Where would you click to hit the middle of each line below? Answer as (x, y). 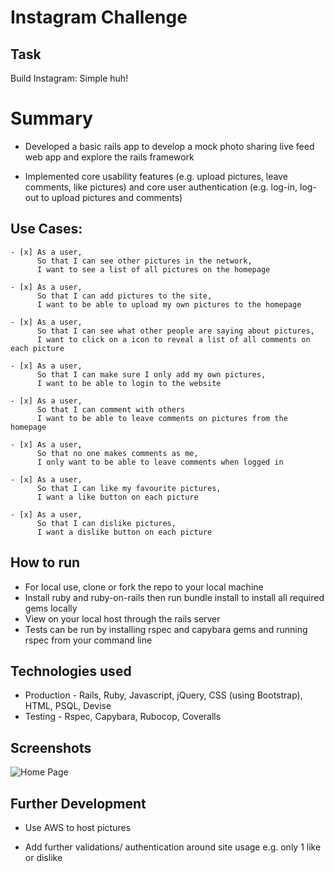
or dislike (43, 857)
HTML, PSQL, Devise (68, 706)
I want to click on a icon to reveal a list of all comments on (173, 339)
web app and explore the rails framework (109, 157)
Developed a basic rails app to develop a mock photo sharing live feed (169, 146)
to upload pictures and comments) (111, 197)
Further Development (78, 803)
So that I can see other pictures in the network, (144, 261)
